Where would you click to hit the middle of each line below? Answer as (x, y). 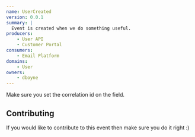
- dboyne (28, 78)
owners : (16, 72)
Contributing (30, 113)
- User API (30, 39)
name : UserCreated (29, 12)
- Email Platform (38, 56)
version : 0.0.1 (25, 17)
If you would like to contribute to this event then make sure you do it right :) (98, 128)
